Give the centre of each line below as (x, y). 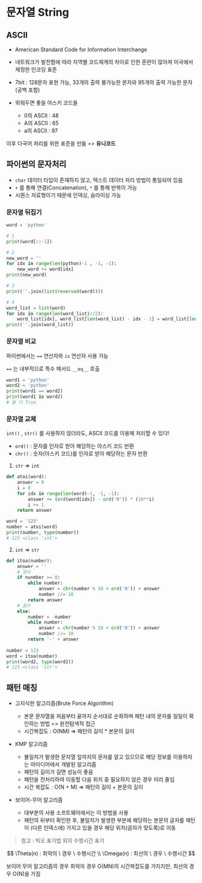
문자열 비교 (21, 342)
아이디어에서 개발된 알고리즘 (63, 765)
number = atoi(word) (32, 527)
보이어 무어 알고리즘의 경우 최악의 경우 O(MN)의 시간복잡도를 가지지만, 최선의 (97, 866)
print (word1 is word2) (35, 397)
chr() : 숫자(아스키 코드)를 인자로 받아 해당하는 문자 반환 (81, 454)
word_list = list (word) (36, 308)
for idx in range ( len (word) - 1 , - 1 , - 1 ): (68, 493)
